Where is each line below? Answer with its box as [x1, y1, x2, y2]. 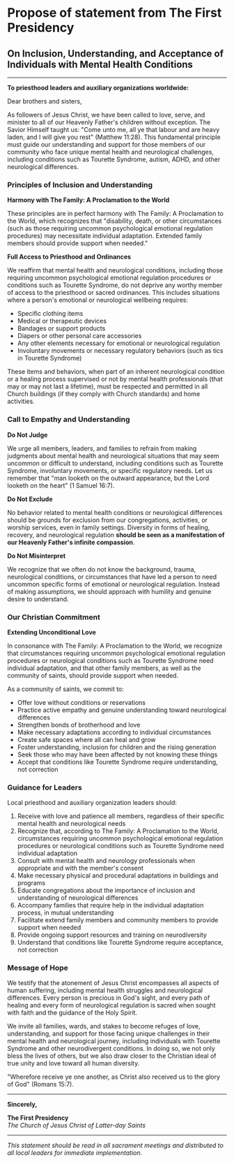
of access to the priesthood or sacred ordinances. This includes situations [7, 289, 220, 297]
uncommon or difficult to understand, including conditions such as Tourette [7, 459, 224, 467]
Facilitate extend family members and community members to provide [17, 916, 219, 924]
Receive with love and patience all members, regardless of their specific [17, 812, 224, 820]
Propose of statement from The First [7, 5, 222, 21]
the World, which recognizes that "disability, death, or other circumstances [7, 217, 222, 225]
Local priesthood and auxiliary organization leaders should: [7, 799, 178, 807]
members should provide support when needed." [7, 239, 148, 247]
